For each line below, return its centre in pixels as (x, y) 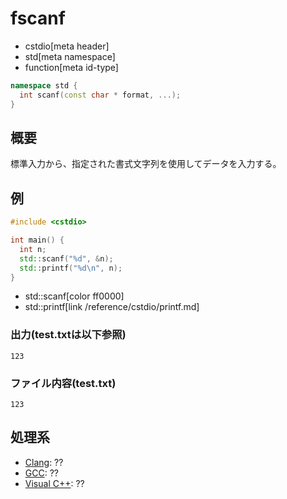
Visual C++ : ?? (54, 483)
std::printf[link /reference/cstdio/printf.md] (112, 307)
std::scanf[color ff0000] (74, 296)
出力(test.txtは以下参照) (68, 335)
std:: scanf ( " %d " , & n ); (66, 258)
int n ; (33, 249)
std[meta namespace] (70, 56)
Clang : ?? (44, 462)
